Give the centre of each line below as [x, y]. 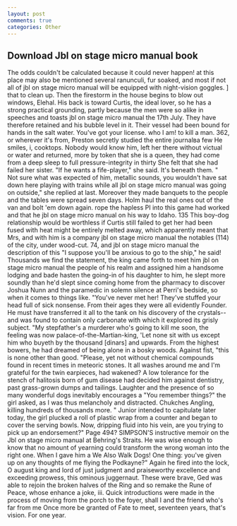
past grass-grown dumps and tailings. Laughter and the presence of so [111, 388]
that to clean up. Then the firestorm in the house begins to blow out [105, 95]
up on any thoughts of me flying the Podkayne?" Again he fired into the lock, [119, 462]
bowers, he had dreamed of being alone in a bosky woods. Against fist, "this [118, 350]
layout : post [26, 14]
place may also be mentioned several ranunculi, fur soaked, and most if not [117, 80]
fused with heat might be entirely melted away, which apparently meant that [118, 230]
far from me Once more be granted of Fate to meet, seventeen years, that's [117, 508]
